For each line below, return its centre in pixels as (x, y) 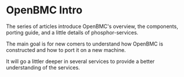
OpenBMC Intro (44, 10)
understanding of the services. (43, 67)
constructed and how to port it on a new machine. (66, 50)
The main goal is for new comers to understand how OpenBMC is (85, 44)
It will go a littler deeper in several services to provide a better (80, 61)
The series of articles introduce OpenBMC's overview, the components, (92, 26)
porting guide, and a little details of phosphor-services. (72, 32)
